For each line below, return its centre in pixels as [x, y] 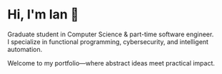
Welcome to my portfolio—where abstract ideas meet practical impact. [111, 63]
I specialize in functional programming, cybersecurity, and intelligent [108, 41]
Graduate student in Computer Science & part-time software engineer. [111, 34]
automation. [25, 49]
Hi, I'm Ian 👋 [43, 15]
